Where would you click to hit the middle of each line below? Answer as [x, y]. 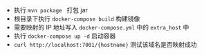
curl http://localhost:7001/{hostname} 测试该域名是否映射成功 [105, 44]
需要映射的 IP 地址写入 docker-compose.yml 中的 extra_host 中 [101, 27]
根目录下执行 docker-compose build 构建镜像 [77, 19]
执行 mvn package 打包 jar [51, 10]
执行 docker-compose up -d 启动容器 [65, 36]
